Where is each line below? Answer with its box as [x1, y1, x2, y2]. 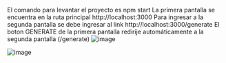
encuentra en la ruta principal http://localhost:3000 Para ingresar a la [7, 13, 204, 21]
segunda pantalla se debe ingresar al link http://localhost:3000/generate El [7, 21, 220, 28]
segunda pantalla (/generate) [7, 35, 90, 43]
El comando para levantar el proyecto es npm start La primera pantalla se [7, 6, 216, 14]
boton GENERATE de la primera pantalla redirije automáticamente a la [7, 27, 205, 36]
